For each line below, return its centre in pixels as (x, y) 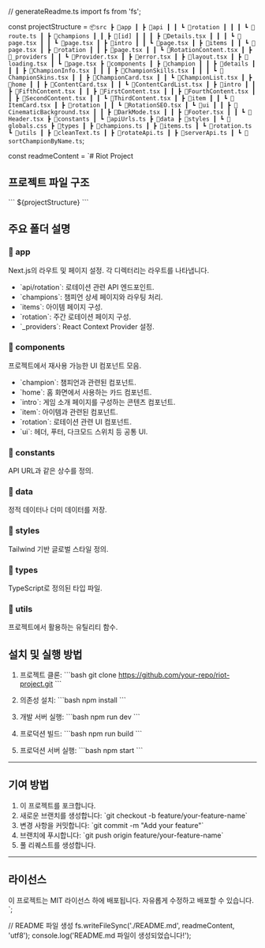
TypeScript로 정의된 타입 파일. (55, 588)
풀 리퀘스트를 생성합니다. (58, 845)
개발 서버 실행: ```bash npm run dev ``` (80, 717)
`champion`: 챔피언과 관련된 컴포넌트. (78, 382)
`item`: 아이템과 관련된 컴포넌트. (69, 412)
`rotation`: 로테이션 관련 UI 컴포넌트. (76, 422)
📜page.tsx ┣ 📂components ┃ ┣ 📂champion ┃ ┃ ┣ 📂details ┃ (160, 64)
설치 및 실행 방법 (45, 654)
